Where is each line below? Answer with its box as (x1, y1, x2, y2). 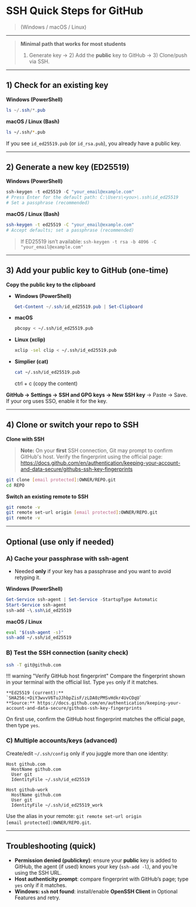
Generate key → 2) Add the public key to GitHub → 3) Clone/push (29, 52, 188, 59)
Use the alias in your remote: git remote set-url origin (6, 812, 142, 819)
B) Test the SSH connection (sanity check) (6, 649, 128, 657)
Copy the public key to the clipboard (6, 281, 96, 288)
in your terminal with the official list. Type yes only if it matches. (6, 679, 159, 686)
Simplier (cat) (14, 358, 48, 365)
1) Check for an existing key (6, 80, 109, 90)
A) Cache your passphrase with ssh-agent (6, 555, 129, 563)
